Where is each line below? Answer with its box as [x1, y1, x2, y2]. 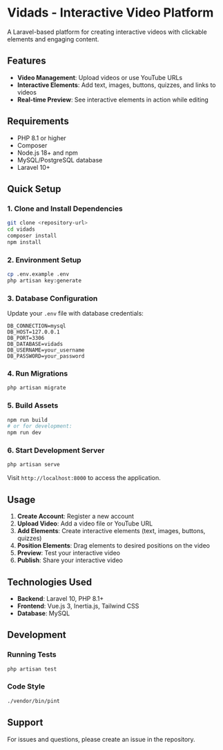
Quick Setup [7, 183, 61, 195]
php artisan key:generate [7, 277, 81, 284]
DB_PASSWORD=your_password [7, 353, 85, 360]
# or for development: [7, 423, 72, 430]
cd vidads [7, 226, 36, 233]
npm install [7, 238, 41, 246]
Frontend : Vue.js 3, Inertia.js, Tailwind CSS [17, 602, 139, 610]
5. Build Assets [7, 401, 59, 410]
